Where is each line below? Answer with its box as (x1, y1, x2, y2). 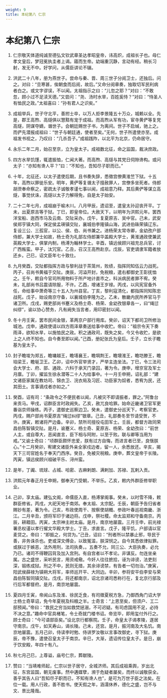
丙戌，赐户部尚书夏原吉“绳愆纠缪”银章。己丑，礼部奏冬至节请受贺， (12, 413, 152, 419)
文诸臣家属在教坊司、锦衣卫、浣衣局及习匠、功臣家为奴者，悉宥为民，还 (12, 378, 161, 384)
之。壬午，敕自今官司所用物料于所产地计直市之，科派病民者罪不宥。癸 (12, 276, 157, 282)
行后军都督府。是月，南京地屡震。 (12, 582, 83, 588)
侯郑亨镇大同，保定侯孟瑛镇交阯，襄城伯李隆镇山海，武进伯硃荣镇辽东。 (12, 221, 161, 227)
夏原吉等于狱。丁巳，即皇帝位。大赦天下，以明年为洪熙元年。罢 (26, 209, 157, 215)
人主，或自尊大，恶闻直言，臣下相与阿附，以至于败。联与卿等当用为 (12, 431, 153, 438)
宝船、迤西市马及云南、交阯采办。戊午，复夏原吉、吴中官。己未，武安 (17, 215, 161, 221)
